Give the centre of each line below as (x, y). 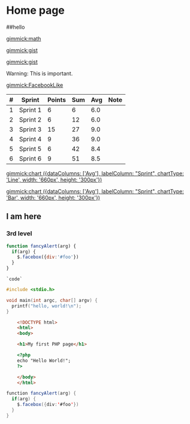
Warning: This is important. (40, 73)
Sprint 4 (30, 139)
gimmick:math (24, 38)
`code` (14, 279)
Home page (35, 10)
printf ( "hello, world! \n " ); (47, 306)
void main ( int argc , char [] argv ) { (52, 300)
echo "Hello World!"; (44, 361)
